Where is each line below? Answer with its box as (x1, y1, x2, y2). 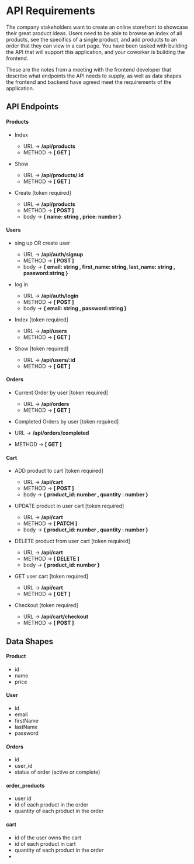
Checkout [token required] (14, 602, 79, 609)
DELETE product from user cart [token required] (14, 538, 130, 545)
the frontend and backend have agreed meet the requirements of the (6, 78, 172, 86)
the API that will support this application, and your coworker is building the (6, 48, 185, 55)
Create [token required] (14, 189, 71, 196)
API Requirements (6, 4, 95, 18)
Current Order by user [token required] (14, 389, 108, 396)
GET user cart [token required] (14, 573, 89, 580)
